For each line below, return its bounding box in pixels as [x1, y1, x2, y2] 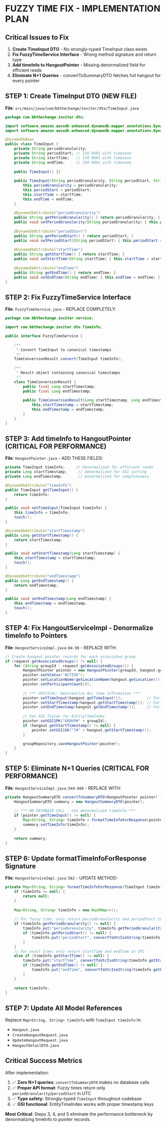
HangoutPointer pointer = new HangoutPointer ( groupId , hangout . [23, 668, 158, 673]
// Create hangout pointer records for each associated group [5, 654, 136, 659]
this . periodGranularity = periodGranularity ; [23, 183, 119, 188]
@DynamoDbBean [5, 137, 35, 142]
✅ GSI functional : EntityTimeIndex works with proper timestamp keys [12, 1101, 154, 1107]
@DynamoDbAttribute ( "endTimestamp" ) [5, 573, 81, 578]
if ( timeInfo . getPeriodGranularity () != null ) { [14, 922, 116, 926]
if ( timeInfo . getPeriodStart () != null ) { [23, 930, 112, 935]
